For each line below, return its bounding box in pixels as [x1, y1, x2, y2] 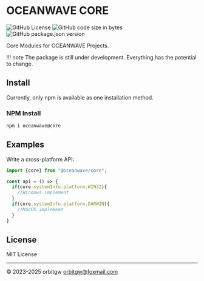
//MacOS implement [17, 206, 64, 212]
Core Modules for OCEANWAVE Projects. [6, 42, 109, 49]
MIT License [6, 251, 38, 258]
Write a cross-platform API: [6, 155, 75, 163]
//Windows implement [17, 189, 69, 196]
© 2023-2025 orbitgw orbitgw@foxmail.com [6, 268, 118, 276]
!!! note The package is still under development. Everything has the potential [6, 53, 197, 61]
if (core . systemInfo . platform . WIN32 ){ [12, 184, 107, 190]
